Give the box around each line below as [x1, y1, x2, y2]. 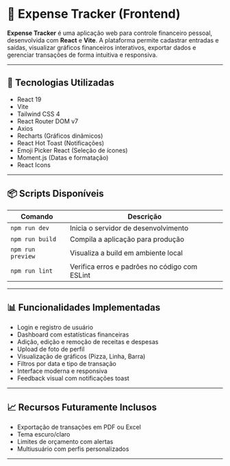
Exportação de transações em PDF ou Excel [16, 423, 142, 431]
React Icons [16, 160, 51, 169]
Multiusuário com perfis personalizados [16, 445, 129, 453]
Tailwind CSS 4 [16, 110, 60, 118]
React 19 [16, 95, 42, 103]
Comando [20, 212, 53, 221]
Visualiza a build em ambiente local [69, 248, 183, 258]
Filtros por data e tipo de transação [16, 360, 116, 368]
